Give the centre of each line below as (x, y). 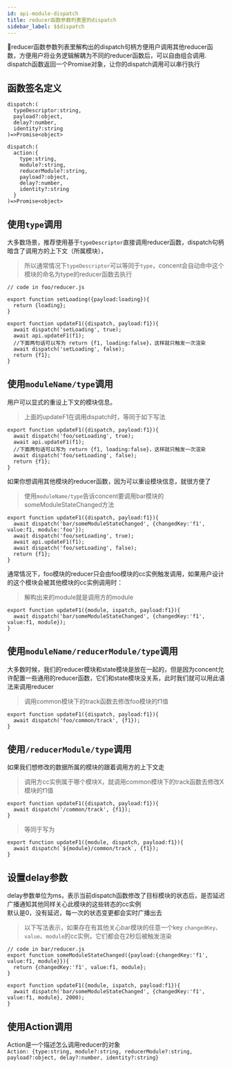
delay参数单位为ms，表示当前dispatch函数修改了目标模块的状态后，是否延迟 (116, 896)
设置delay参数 (37, 877)
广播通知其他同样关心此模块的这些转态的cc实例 (74, 904)
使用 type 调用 (35, 224)
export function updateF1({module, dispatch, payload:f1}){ (96, 843)
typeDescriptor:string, (47, 111)
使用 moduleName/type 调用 (60, 384)
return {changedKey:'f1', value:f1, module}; (80, 968)
